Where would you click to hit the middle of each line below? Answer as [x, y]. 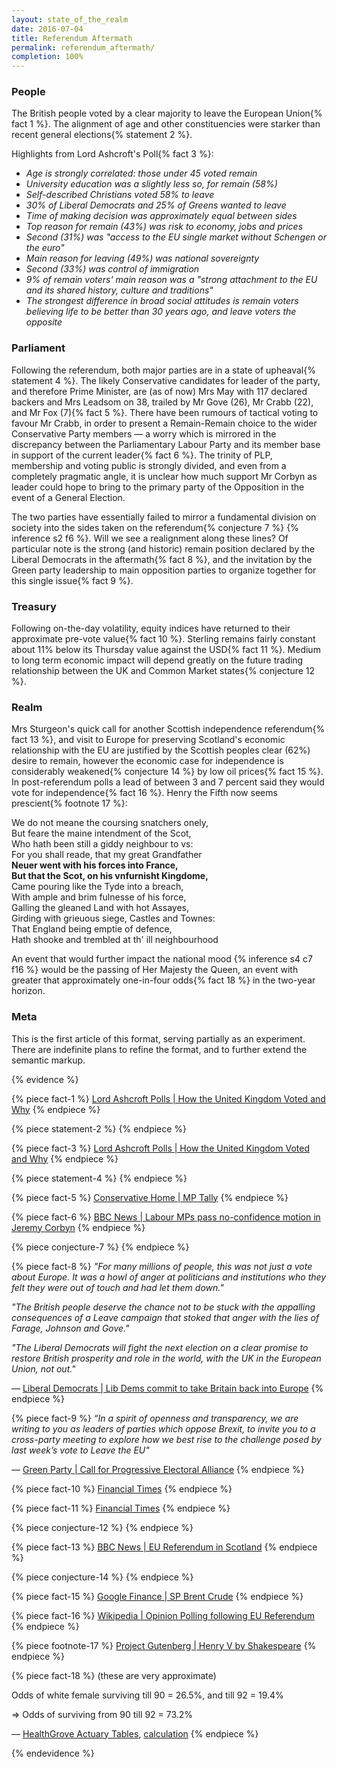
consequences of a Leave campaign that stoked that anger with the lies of [165, 1317]
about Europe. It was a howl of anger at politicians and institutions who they [169, 1277]
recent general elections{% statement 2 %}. [102, 135]
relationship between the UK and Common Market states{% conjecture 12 [163, 671]
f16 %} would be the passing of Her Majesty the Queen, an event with [155, 970]
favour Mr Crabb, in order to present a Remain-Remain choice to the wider [164, 423]
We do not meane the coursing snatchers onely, [110, 823]
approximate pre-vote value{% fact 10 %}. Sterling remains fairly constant [163, 639]
